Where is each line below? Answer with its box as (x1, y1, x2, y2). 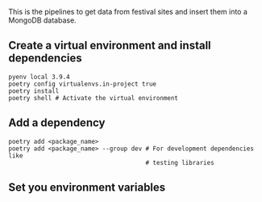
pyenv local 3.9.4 (8, 73, 70, 81)
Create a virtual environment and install (8, 39, 211, 53)
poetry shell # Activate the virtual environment (8, 94, 179, 102)
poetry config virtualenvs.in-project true (8, 80, 157, 88)
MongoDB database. (8, 15, 77, 25)
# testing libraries (145, 158, 215, 166)
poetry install (8, 86, 60, 95)
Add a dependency (8, 116, 106, 130)
